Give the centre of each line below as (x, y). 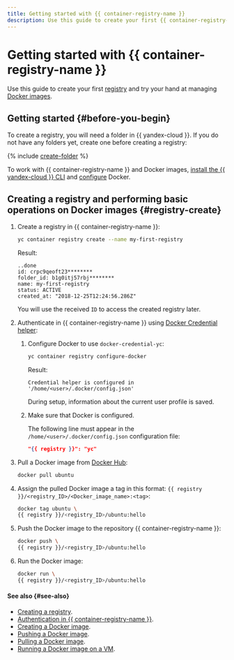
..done (27, 265)
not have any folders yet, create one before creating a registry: (97, 142)
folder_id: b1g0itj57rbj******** (66, 278)
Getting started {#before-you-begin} (89, 118)
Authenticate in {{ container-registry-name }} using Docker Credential (117, 323)
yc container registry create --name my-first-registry (100, 240)
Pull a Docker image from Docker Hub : (72, 462)
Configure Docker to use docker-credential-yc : (96, 344)
